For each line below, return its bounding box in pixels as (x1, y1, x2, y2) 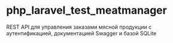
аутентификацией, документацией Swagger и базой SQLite (6, 29, 157, 36)
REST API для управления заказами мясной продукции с (6, 23, 152, 30)
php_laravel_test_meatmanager (6, 4, 168, 17)
